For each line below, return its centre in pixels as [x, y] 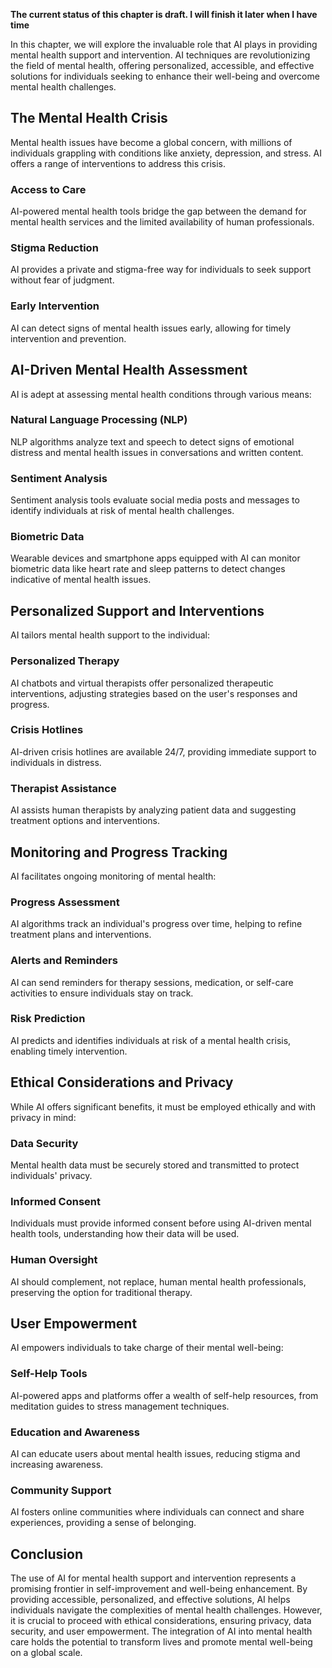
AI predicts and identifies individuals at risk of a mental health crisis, [151, 1040]
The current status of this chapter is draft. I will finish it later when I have [164, 14]
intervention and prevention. [68, 338]
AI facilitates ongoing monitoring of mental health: [113, 876]
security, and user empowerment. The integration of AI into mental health [161, 1631]
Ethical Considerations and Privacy [122, 1082]
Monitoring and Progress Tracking [119, 852]
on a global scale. [46, 1653]
